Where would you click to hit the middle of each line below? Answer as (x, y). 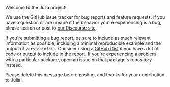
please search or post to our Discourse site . (51, 28)
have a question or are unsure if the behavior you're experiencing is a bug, (83, 23)
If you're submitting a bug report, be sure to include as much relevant (78, 38)
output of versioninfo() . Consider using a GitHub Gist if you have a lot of (82, 49)
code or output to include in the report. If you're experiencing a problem (81, 54)
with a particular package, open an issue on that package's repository (79, 60)
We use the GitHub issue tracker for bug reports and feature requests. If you (85, 17)
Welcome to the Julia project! (36, 7)
